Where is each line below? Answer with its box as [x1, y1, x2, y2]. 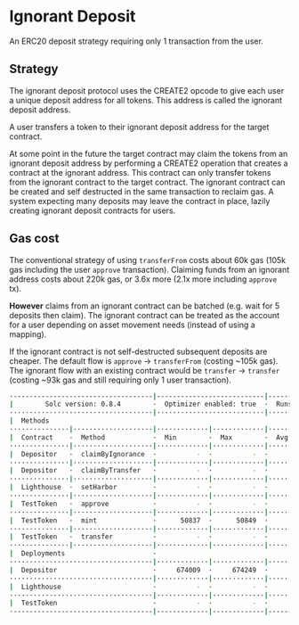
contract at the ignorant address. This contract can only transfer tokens [9, 167, 271, 177]
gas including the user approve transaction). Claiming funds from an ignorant [9, 264, 290, 275]
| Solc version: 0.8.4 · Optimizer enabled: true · [9, 399, 269, 409]
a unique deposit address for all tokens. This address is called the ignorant [9, 95, 283, 105]
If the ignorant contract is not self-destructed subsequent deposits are [9, 346, 268, 357]
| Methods [9, 416, 50, 425]
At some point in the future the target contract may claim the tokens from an [9, 148, 288, 159]
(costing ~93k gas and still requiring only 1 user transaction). [9, 374, 231, 385]
